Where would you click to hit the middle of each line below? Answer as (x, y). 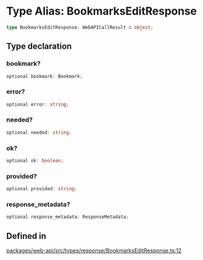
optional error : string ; (38, 104)
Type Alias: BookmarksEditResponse (102, 11)
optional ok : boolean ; (35, 161)
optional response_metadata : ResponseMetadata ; (68, 217)
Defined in (26, 236)
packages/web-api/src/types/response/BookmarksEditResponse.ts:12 (94, 251)
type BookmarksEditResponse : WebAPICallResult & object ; (80, 27)
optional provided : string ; (42, 189)
